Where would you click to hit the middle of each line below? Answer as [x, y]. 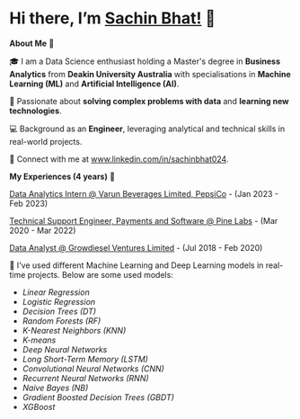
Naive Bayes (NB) [55, 388]
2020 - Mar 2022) [43, 230]
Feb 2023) [29, 203]
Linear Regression [56, 292]
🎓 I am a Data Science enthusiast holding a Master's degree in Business [145, 61]
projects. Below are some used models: [100, 274]
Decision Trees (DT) [59, 311]
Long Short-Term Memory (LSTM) [85, 359]
